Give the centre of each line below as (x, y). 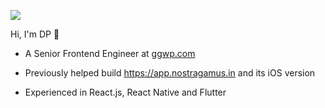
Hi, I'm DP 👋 (35, 34)
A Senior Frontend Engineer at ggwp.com (110, 53)
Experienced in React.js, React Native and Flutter (125, 92)
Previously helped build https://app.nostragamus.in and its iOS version (170, 73)
